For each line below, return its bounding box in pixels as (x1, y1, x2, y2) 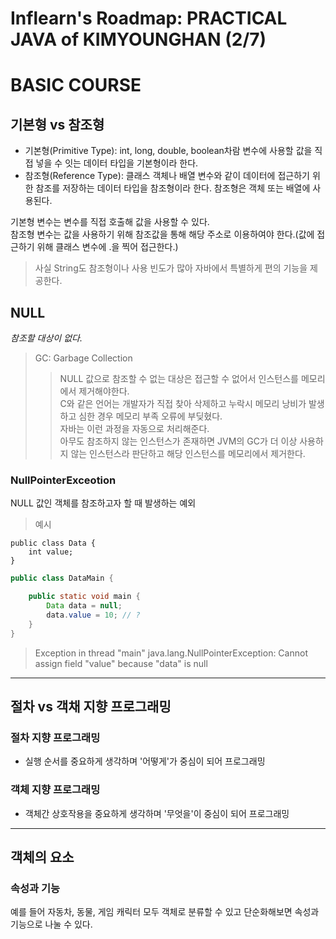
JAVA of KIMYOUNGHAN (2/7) (10, 28, 267, 51)
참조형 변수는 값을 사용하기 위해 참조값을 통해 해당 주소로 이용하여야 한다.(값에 (10, 228, 315, 241)
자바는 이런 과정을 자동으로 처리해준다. (59, 423, 210, 434)
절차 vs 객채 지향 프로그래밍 (10, 698, 172, 715)
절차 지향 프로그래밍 (10, 730, 101, 744)
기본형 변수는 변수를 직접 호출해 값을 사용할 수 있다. (10, 216, 210, 228)
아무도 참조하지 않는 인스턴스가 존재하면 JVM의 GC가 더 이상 (59, 435, 298, 447)
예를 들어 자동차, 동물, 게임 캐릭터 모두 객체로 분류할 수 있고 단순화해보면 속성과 (10, 906, 320, 918)
